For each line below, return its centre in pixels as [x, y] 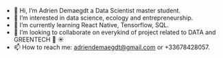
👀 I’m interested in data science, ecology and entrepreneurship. [103, 18]
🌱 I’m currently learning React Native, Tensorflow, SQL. [91, 25]
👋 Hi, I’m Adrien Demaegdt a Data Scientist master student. [97, 11]
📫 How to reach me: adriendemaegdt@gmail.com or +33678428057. [112, 47]
